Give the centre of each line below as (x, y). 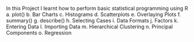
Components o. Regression (39, 33)
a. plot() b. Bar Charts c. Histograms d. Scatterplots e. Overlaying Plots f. (94, 14)
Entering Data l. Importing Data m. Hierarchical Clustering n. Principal (89, 26)
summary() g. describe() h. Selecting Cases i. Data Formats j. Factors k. (92, 20)
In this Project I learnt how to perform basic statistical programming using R (97, 8)
